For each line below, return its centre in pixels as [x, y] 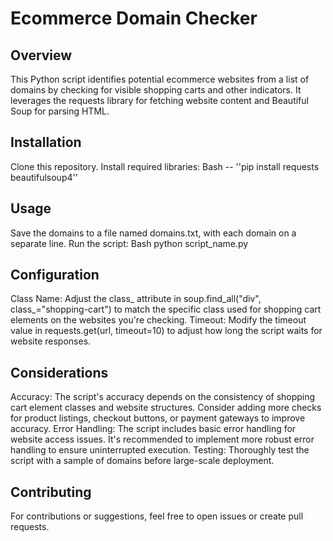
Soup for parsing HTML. [60, 111]
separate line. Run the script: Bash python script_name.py [129, 243]
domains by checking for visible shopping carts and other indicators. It [156, 90]
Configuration [55, 275]
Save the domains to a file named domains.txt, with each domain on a [153, 233]
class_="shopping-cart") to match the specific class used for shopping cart [166, 309]
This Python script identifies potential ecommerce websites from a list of [160, 79]
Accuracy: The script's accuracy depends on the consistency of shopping [163, 397]
